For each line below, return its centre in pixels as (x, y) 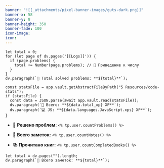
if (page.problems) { (33, 61)
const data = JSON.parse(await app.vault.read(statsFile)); (74, 100)
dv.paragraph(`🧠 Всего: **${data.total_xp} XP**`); (66, 105)
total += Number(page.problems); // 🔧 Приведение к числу (77, 65)
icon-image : (18, 33)
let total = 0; (21, 52)
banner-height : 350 (26, 24)
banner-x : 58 (19, 15)
